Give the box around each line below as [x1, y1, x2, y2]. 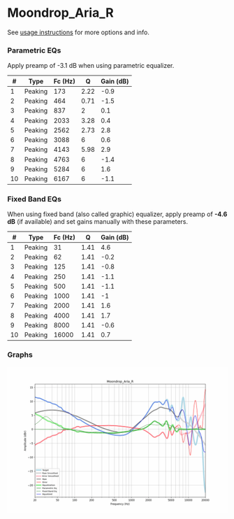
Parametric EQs [7, 45, 61, 55]
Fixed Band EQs [7, 194, 61, 204]
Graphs [7, 350, 33, 360]
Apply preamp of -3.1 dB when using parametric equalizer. [7, 62, 175, 70]
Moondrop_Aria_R [7, 5, 114, 21]
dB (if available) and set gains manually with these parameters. [7, 218, 189, 226]
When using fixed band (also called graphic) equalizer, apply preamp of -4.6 [7, 210, 228, 218]
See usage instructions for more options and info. [7, 28, 150, 36]
